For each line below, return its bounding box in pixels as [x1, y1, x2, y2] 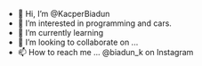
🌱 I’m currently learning [17, 28, 104, 37]
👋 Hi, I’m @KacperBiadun [17, 9, 110, 19]
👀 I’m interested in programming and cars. [17, 18, 172, 29]
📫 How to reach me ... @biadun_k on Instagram [17, 47, 194, 57]
